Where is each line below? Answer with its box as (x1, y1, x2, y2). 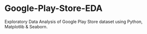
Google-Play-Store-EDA (4, 3, 103, 14)
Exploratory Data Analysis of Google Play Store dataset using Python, (4, 19, 143, 24)
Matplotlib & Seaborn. (4, 23, 48, 29)
